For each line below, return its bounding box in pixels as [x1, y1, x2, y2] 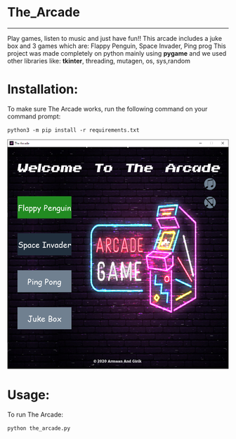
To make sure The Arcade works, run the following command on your [7, 104, 208, 113]
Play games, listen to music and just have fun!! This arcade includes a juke [7, 34, 223, 42]
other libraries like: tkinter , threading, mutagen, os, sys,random [7, 56, 191, 65]
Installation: [7, 82, 79, 97]
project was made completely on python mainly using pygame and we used [7, 49, 227, 57]
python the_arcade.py [7, 424, 71, 432]
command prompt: [7, 112, 61, 120]
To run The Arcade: [7, 410, 63, 419]
